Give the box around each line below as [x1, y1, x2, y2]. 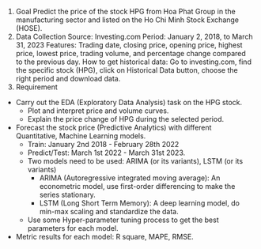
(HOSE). [15, 24, 43, 32]
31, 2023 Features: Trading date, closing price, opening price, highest [15, 40, 243, 50]
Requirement [15, 82, 58, 92]
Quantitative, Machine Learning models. [15, 131, 146, 141]
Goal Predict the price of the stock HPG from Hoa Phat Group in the [15, 7, 236, 16]
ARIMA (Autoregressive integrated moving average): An [39, 173, 221, 183]
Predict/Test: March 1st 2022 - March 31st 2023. [27, 148, 186, 157]
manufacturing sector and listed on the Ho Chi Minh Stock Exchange [15, 15, 240, 25]
